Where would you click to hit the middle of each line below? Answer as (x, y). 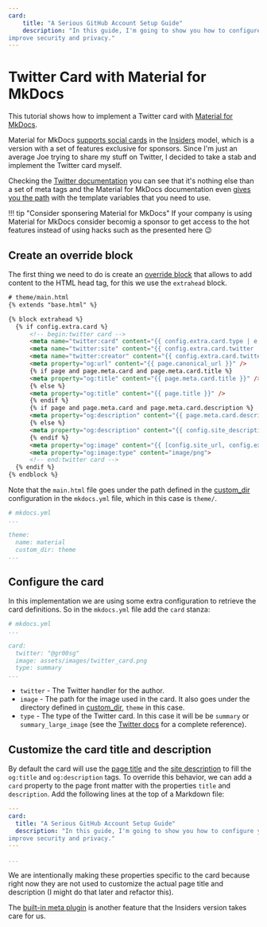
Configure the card (56, 582)
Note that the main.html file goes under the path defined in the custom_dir (129, 490)
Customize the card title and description (110, 749)
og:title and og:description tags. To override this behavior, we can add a (130, 777)
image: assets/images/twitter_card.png (81, 661)
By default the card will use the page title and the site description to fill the (130, 769)
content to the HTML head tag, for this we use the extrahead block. (118, 283)
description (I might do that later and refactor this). (91, 892)
